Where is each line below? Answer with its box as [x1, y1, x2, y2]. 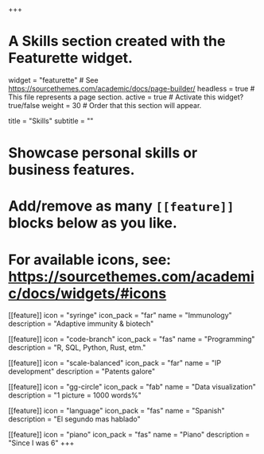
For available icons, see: [8, 250, 172, 269]
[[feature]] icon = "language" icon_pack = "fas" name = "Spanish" [8, 406, 225, 416]
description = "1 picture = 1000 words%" [8, 390, 142, 400]
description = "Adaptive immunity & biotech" [8, 319, 154, 328]
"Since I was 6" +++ [8, 438, 75, 448]
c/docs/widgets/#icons [8, 284, 167, 302]
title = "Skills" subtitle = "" [8, 116, 94, 126]
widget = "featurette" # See [8, 75, 99, 84]
